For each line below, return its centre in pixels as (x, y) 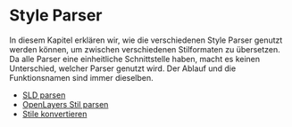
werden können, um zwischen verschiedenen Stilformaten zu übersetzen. (145, 49)
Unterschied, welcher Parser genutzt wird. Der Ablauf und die (123, 68)
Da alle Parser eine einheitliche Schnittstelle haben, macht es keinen (135, 59)
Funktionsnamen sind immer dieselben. (81, 77)
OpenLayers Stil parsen (65, 104)
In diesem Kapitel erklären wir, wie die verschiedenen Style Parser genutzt (146, 40)
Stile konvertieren (54, 114)
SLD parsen (44, 95)
